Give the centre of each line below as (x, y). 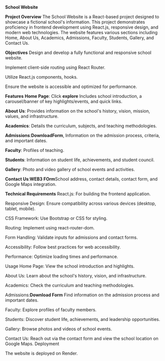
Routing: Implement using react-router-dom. (50, 228)
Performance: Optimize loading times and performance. (62, 256)
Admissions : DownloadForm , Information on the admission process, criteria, (82, 135)
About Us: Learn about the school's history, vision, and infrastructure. (76, 276)
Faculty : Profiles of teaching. (35, 150)
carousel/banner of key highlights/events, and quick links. (64, 101)
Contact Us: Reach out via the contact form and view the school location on (82, 338)
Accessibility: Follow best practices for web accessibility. (63, 247)
